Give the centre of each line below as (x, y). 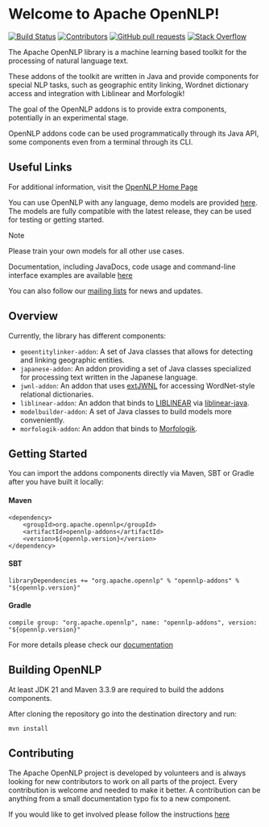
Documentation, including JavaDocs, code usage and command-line (122, 267)
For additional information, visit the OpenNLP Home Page (103, 187)
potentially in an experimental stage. (68, 117)
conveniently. (42, 420)
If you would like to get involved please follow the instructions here (119, 814)
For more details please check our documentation (91, 644)
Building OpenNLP (55, 670)
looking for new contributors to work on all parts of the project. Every (123, 781)
